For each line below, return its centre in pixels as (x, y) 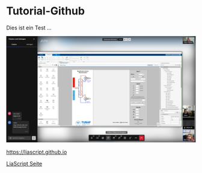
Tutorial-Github (46, 11)
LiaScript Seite (24, 164)
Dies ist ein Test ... (29, 28)
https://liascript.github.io (37, 152)
